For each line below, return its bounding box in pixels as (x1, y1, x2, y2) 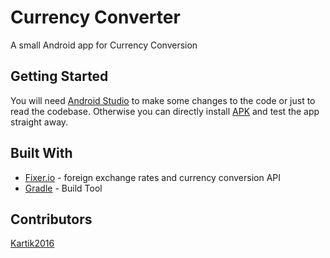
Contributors (10, 211, 93, 228)
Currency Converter (10, 6, 181, 29)
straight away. (10, 116, 69, 128)
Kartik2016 (10, 237, 55, 250)
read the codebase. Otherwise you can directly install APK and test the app (10, 105, 320, 117)
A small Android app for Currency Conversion (10, 39, 198, 51)
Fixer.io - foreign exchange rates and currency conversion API (24, 171, 281, 183)
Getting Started (10, 68, 109, 85)
